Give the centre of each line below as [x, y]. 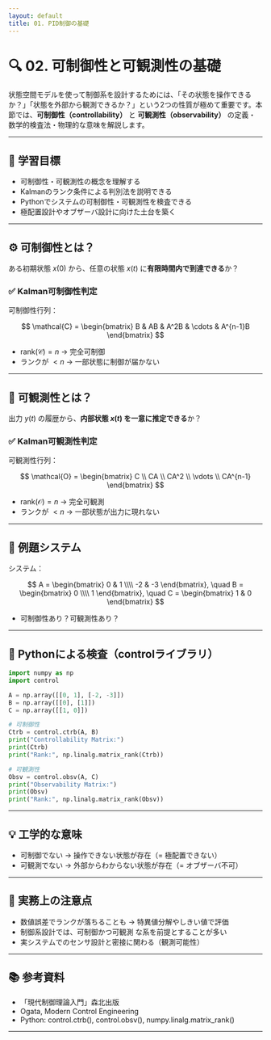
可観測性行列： [33, 461]
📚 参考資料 [37, 977]
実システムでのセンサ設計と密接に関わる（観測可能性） [112, 941]
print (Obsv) [28, 792]
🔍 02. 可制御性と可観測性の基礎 [115, 66]
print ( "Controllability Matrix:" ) [67, 740]
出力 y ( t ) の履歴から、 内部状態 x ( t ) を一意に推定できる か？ [105, 419]
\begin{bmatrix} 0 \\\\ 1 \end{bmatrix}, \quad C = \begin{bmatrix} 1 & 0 [135, 593]
